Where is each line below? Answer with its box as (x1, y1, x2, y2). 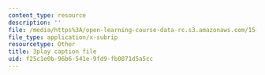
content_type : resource (8, 11, 87, 20)
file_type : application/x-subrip (8, 33, 118, 41)
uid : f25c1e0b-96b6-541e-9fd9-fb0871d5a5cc (8, 55, 154, 63)
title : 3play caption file (8, 48, 97, 55)
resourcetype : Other (8, 41, 77, 48)
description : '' (8, 19, 62, 27)
